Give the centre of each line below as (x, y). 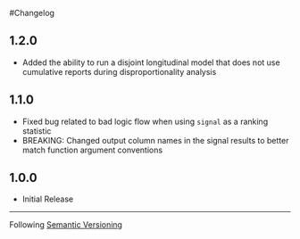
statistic (37, 131)
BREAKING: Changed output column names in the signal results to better (155, 140)
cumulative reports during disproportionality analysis (119, 71)
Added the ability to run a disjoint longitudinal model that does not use (151, 62)
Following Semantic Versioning (66, 225)
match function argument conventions (92, 150)
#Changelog (32, 13)
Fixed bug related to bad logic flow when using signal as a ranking (145, 121)
